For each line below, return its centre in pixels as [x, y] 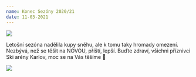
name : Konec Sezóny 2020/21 [40, 11]
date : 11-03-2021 [27, 17]
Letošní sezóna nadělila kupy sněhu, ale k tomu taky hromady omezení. [92, 44]
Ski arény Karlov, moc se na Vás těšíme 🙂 [56, 57]
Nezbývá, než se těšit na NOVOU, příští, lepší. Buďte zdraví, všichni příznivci [98, 51]
